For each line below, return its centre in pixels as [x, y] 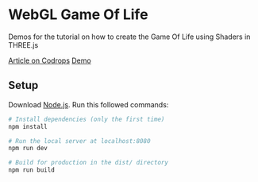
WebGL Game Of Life [78, 15]
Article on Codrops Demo [50, 60]
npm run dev [28, 149]
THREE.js [23, 45]
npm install [28, 126]
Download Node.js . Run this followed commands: [89, 104]
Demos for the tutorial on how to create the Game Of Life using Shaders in [129, 37]
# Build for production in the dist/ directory [89, 163]
